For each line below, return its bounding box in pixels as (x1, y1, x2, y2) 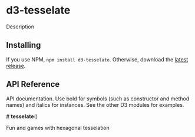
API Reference (6, 79, 60, 89)
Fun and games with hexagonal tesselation (6, 124, 110, 131)
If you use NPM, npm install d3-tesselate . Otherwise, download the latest (6, 56, 189, 63)
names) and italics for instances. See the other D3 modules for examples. (6, 101, 184, 108)
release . (6, 62, 26, 69)
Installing (6, 40, 41, 50)
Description (6, 23, 34, 30)
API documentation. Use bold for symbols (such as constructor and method (6, 95, 190, 102)
